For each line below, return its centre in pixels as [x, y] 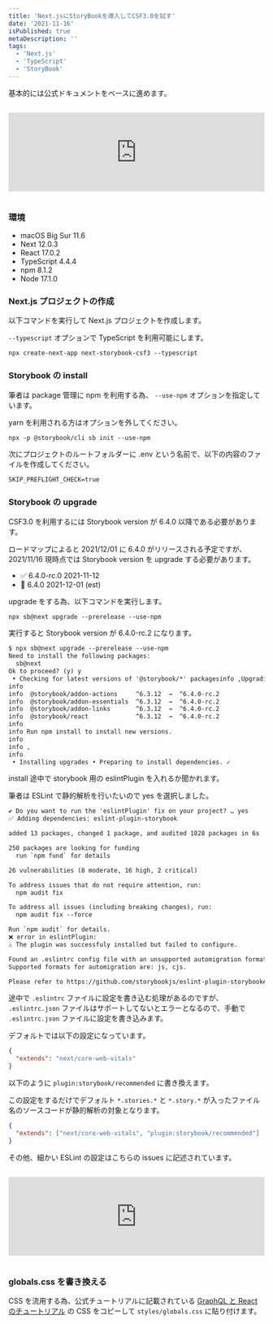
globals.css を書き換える [58, 1282]
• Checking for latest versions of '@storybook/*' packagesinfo [123, 679]
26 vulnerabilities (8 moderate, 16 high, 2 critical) [103, 870]
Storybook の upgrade [53, 503]
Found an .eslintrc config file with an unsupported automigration [125, 959]
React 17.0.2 [40, 253]
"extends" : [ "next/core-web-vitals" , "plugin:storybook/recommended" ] [138, 1133]
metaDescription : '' [43, 39]
